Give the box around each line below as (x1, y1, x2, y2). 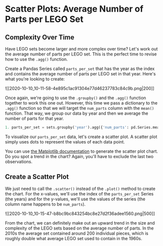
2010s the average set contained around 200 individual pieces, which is (5, 230, 149, 236)
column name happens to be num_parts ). (5, 201, 86, 207)
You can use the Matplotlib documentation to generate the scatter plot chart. (5, 148, 158, 154)
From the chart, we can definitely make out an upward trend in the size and (5, 220, 155, 226)
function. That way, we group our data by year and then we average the (5, 110, 148, 116)
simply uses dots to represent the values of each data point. (5, 139, 125, 144)
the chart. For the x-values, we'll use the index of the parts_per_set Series (5, 191, 154, 196)
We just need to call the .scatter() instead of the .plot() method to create (5, 186, 156, 192)
